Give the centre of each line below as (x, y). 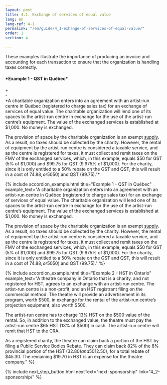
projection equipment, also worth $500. (46, 305)
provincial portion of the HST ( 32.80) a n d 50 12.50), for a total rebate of (77, 351)
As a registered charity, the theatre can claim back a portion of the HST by (82, 341)
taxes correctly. (21, 67)
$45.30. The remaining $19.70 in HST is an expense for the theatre (74, 357)
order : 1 (14, 33)
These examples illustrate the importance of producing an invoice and (77, 56)
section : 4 (17, 38)
